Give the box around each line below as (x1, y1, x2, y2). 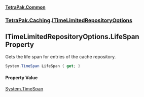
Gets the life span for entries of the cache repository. (5, 54, 116, 60)
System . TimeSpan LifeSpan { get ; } (5, 63, 81, 69)
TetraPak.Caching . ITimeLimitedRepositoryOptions (5, 17, 133, 24)
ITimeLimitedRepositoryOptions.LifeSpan (5, 32, 139, 41)
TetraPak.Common (5, 4, 46, 10)
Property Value (5, 74, 38, 81)
